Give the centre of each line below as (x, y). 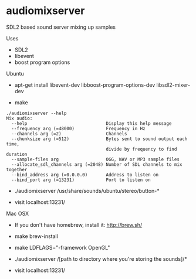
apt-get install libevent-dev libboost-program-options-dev (85, 85)
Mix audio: (19, 118)
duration (17, 154)
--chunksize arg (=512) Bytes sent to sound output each (99, 139)
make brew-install (36, 236)
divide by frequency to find (141, 149)
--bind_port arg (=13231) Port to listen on (81, 180)
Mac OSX (18, 213)
